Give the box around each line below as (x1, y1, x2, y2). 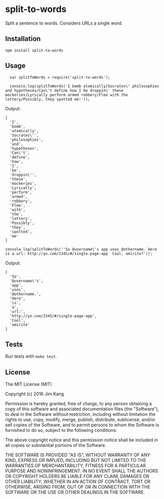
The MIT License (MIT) (5, 381, 52, 387)
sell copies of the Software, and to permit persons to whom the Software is (5, 422, 160, 428)
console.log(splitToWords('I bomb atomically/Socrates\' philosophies (9, 84, 160, 89)
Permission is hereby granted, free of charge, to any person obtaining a (5, 401, 152, 407)
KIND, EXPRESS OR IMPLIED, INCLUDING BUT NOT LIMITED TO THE (5, 457, 147, 463)
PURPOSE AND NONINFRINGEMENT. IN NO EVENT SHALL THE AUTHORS (5, 468, 159, 474)
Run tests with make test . (5, 353, 57, 359)
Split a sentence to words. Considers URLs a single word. (5, 20, 123, 26)
